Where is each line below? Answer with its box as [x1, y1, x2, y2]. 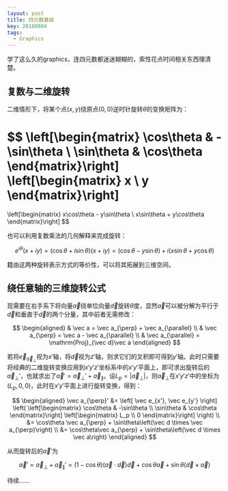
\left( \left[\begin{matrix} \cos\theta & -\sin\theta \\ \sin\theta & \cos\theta [12, 404, 217, 412]
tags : [7, 29, 23, 36]
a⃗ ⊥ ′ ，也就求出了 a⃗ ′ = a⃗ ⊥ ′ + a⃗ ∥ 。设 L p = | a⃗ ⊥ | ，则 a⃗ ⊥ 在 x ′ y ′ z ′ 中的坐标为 [7, 372, 220, 382]
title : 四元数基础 [7, 16, 55, 23]
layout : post [7, 10, 44, 17]
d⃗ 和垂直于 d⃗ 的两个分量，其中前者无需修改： [7, 310, 137, 319]
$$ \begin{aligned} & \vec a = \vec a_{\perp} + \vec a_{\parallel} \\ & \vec [12, 324, 217, 332]
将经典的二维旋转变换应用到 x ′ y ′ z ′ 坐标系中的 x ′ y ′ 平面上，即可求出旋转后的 [7, 363, 210, 371]
